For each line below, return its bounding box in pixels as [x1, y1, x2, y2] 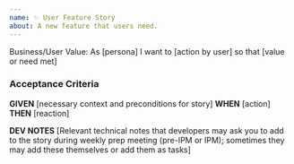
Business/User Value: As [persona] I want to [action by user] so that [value [9, 46, 285, 56]
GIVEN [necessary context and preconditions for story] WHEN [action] [9, 98, 271, 108]
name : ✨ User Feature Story [9, 13, 116, 22]
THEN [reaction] [9, 108, 70, 118]
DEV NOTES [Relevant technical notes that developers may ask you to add [9, 125, 284, 135]
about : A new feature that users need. [9, 22, 159, 30]
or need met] [9, 56, 57, 66]
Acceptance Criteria [9, 78, 99, 91]
